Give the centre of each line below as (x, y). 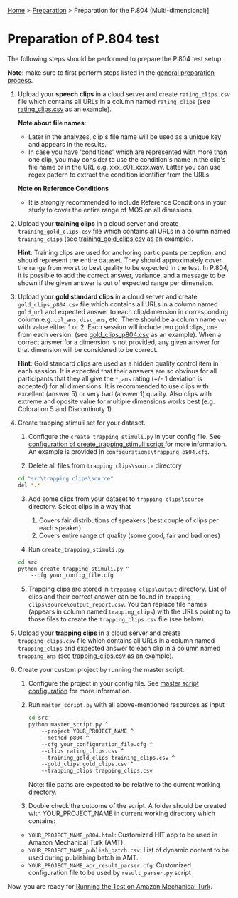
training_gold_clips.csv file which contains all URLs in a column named (124, 231)
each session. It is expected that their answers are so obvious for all (117, 371)
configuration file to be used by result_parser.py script (110, 873)
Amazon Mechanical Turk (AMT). (77, 842)
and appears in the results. (67, 144)
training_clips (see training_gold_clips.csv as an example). (106, 239)
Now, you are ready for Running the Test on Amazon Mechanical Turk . (110, 887)
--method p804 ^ (65, 738)
